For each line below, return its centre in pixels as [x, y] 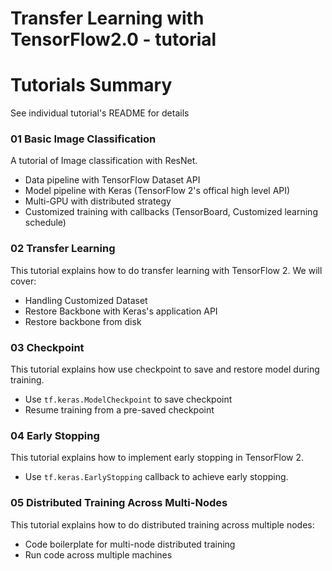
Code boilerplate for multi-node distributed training [130, 544]
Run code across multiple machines [98, 554]
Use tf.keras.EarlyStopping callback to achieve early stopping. [156, 477]
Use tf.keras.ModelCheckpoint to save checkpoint [128, 399]
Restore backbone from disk [83, 321]
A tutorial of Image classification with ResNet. [104, 161]
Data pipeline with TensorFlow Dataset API [112, 180]
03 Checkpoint [47, 347]
